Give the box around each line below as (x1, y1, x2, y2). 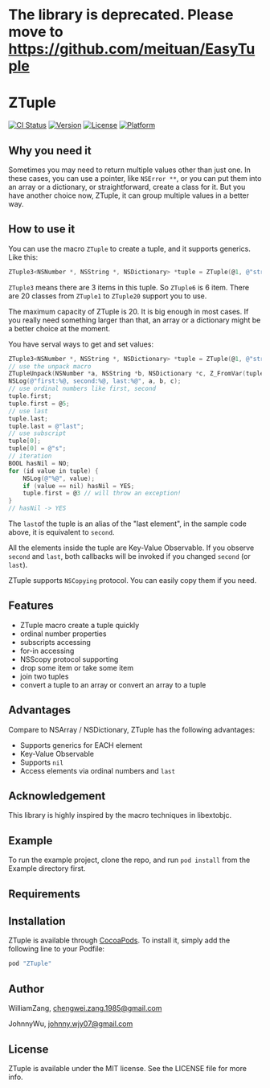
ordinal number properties (19, 629, 107, 638)
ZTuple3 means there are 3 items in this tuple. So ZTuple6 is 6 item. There (8, 282, 250, 292)
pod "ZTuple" (8, 959, 52, 968)
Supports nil (19, 757, 64, 767)
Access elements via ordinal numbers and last (19, 766, 175, 775)
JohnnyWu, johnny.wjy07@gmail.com (8, 1019, 133, 1028)
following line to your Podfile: (8, 944, 105, 954)
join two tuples (19, 671, 69, 681)
